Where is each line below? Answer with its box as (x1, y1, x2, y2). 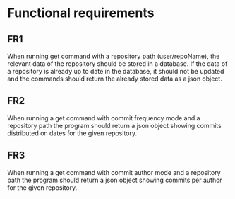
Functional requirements (7, 5, 155, 21)
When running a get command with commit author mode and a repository (7, 168, 221, 176)
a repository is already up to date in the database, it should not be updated (7, 67, 224, 75)
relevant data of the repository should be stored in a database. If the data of (7, 59, 228, 68)
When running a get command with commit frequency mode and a (7, 113, 200, 122)
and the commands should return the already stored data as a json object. (7, 74, 222, 83)
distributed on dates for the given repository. (7, 129, 138, 137)
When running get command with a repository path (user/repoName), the (7, 52, 220, 60)
